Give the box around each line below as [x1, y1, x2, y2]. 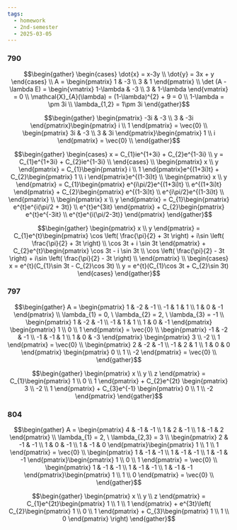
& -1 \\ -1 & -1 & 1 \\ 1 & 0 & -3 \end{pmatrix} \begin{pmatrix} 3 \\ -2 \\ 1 [17, 332, 221, 341]
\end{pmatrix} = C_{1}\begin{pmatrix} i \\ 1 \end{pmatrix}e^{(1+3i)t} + [18, 164, 219, 174]
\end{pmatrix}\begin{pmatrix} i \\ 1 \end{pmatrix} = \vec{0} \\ [30, 121, 208, 130]
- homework [13, 17, 46, 24]
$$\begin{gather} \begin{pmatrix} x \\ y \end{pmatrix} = [37, 224, 200, 232]
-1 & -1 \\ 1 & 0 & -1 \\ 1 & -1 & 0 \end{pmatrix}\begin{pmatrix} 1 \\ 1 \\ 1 [18, 441, 219, 449]
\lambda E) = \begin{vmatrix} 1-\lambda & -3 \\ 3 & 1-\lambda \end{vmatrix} [9, 84, 229, 93]
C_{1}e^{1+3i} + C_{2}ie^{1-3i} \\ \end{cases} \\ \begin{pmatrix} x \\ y [18, 157, 219, 166]
